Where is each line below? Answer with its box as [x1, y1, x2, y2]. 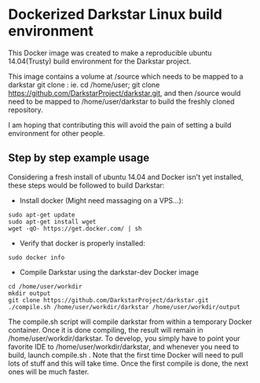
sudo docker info [8, 254, 65, 261]
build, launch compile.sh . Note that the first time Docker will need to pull [8, 350, 244, 359]
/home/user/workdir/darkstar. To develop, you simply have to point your [8, 334, 240, 343]
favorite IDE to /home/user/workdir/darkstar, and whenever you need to [8, 341, 240, 351]
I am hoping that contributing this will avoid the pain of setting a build [8, 120, 232, 129]
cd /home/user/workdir [8, 283, 82, 290]
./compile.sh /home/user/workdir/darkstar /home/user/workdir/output [8, 303, 241, 311]
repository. [8, 104, 43, 115]
